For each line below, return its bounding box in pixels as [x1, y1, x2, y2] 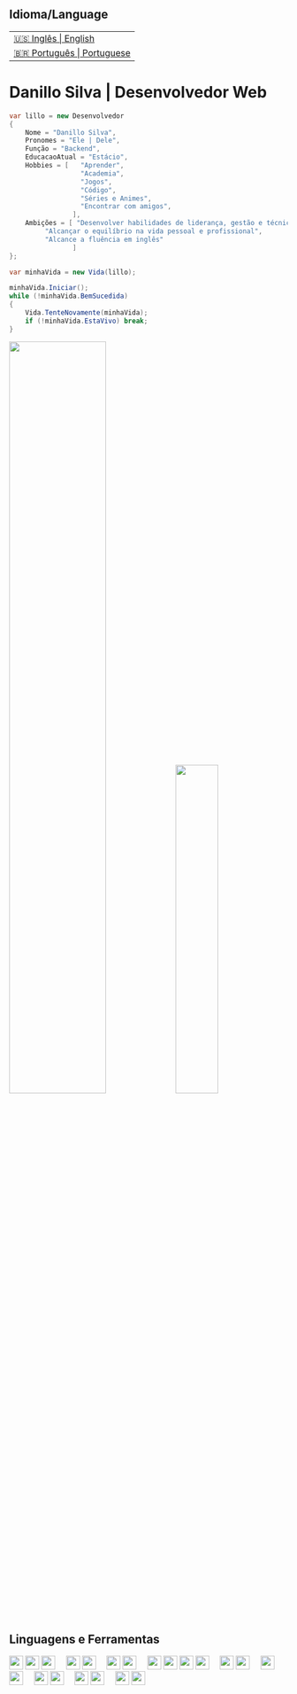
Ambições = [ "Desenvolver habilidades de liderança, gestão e [25, 219, 263, 228]
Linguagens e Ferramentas [9, 1632, 161, 1647]
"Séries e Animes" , [80, 194, 152, 203]
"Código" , [80, 185, 117, 194]
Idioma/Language [9, 7, 109, 22]
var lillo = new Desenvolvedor [9, 111, 125, 121]
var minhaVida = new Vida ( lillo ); [9, 268, 137, 277]
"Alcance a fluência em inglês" [44, 235, 164, 244]
